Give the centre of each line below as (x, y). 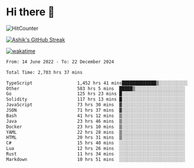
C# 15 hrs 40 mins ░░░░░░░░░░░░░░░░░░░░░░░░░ (96, 143)
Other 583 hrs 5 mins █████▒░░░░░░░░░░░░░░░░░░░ (96, 88)
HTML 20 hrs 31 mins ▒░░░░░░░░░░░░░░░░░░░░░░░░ (96, 137)
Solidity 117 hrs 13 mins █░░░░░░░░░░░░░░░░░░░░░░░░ (96, 99)
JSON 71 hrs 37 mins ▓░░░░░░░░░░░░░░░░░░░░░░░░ (96, 110)
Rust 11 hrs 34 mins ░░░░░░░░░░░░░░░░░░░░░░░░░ (96, 154)
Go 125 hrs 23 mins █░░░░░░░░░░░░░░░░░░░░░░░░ (96, 94)
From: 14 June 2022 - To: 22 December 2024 (60, 62)
